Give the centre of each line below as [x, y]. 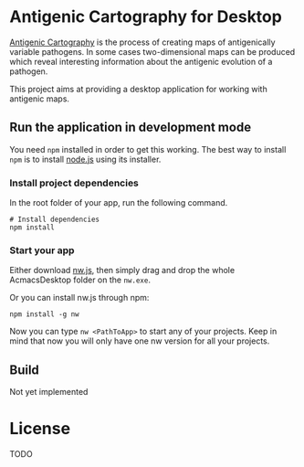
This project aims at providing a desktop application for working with [138, 89]
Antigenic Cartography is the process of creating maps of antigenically [142, 42]
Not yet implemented [49, 392]
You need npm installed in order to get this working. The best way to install [148, 149]
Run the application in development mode [131, 127]
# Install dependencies [55, 220]
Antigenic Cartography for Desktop [146, 17]
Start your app [42, 250]
